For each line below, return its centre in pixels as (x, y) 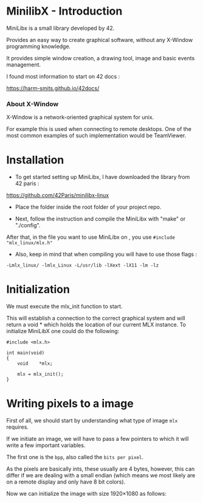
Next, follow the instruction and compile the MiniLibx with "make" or (100, 219)
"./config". (28, 225)
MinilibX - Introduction (64, 11)
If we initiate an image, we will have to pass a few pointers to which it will (98, 439)
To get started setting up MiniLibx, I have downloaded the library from (102, 177)
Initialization (38, 290)
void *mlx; (35, 364)
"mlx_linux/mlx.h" (29, 243)
